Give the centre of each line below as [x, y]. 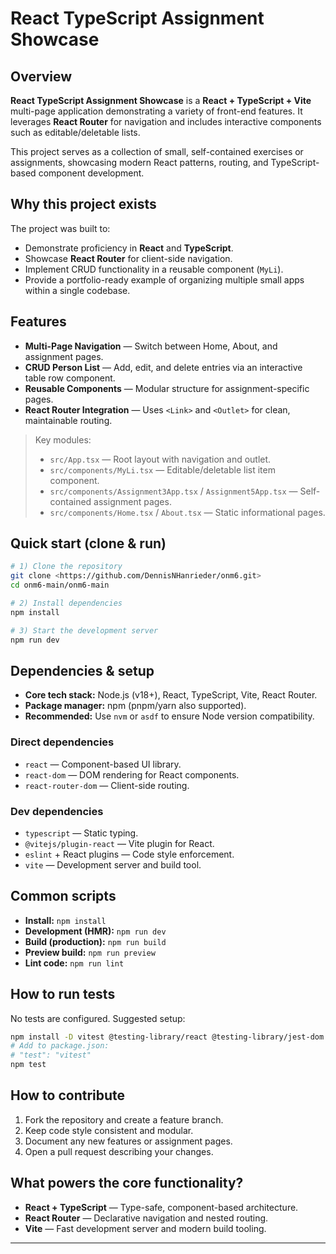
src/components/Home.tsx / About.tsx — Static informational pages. [187, 512]
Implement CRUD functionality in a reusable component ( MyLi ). [154, 269]
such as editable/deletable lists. [75, 132]
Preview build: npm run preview [90, 952]
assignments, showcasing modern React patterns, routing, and [139, 162]
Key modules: [63, 439]
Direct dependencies [62, 742]
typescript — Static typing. [81, 833]
